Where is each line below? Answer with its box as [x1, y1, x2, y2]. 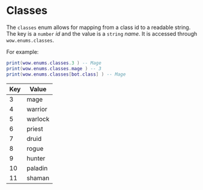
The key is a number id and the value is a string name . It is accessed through [6, 30, 198, 37]
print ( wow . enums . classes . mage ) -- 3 [6, 65, 102, 71]
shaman [26, 174, 50, 182]
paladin [26, 164, 48, 172]
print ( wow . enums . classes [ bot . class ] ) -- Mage [6, 71, 126, 77]
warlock [26, 114, 50, 123]
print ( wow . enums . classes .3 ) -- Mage [6, 60, 102, 66]
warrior [26, 105, 47, 113]
